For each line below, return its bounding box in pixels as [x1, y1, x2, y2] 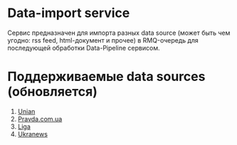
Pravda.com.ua [17, 114, 63, 123]
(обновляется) [7, 84, 98, 100]
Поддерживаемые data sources [7, 69, 206, 85]
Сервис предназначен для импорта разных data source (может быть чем [7, 28, 231, 37]
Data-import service [7, 5, 130, 21]
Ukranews [17, 129, 48, 138]
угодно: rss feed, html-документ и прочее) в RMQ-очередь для [7, 36, 199, 44]
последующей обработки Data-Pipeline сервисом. [7, 43, 160, 52]
